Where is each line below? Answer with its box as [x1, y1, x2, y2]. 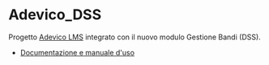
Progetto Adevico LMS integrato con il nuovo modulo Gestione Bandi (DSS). [8, 32, 261, 42]
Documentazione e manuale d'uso [19, 47, 135, 57]
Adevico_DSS [8, 6, 102, 24]
